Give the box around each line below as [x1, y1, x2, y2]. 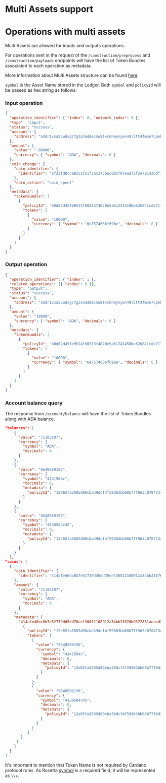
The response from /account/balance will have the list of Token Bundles [5, 410, 151, 416]
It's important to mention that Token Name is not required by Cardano [5, 762, 147, 768]
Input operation [5, 100, 43, 107]
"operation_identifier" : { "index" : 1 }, [9, 277, 96, 282]
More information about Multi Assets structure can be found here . [5, 72, 139, 78]
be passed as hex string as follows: [5, 87, 77, 93]
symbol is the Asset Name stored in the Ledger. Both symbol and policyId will [5, 82, 161, 88]
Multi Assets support [5, 3, 93, 15]
